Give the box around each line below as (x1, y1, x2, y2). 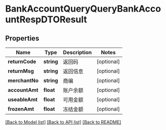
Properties (5, 34, 39, 42)
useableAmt (8, 96, 38, 103)
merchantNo (8, 77, 39, 84)
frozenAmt (8, 106, 34, 112)
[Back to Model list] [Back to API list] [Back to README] (5, 119, 121, 125)
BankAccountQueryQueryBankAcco (5, 3, 161, 15)
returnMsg (8, 68, 34, 74)
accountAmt (8, 86, 39, 94)
